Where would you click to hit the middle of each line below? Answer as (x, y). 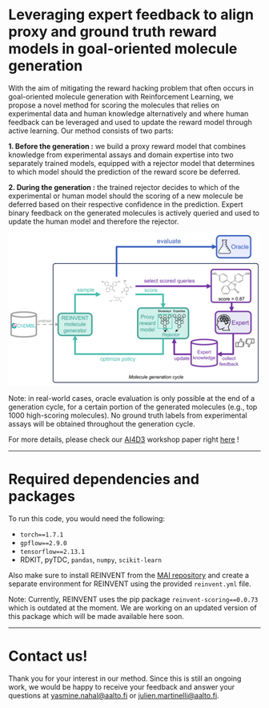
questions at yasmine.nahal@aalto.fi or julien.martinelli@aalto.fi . (114, 695)
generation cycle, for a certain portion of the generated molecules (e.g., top (133, 407)
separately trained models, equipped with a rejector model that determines (132, 163)
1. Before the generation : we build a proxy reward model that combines (127, 146)
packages (42, 497)
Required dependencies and (104, 479)
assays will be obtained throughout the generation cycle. (102, 424)
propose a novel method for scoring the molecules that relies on (114, 105)
